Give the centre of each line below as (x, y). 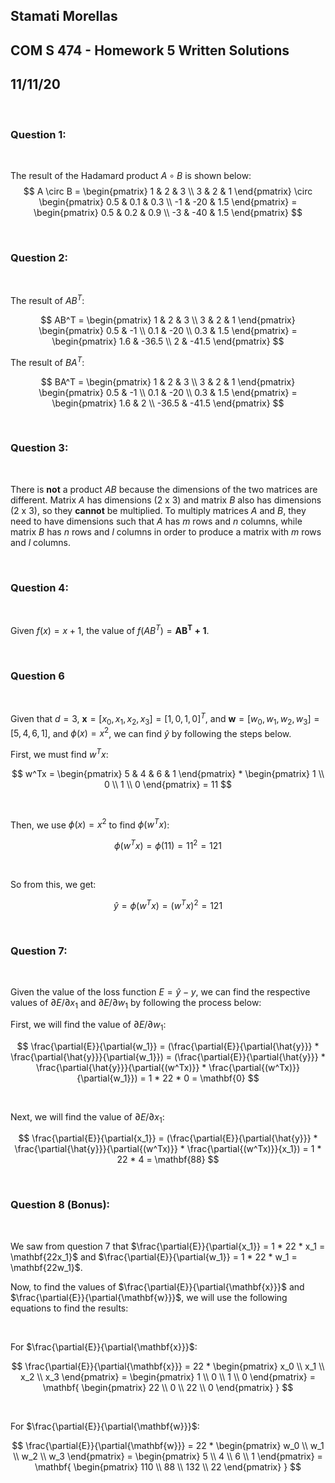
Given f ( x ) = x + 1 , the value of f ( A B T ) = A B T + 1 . (110, 629)
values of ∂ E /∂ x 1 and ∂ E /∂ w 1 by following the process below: (136, 1004)
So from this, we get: (53, 885)
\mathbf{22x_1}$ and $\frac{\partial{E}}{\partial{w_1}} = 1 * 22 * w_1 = (154, 1256)
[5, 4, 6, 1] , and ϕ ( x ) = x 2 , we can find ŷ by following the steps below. (151, 732)
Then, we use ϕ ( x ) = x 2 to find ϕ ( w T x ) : (90, 824)
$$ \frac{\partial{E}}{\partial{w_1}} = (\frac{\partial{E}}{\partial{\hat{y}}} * (168, 1046)
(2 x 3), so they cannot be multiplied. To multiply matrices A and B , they (158, 510)
